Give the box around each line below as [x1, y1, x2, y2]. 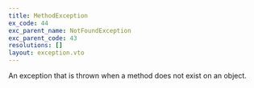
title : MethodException [8, 11, 89, 20]
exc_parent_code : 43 [8, 34, 78, 42]
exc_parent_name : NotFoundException [8, 26, 131, 34]
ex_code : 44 [8, 19, 48, 27]
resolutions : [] [8, 42, 63, 50]
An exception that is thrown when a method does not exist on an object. [8, 71, 248, 80]
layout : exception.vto [8, 49, 85, 57]
